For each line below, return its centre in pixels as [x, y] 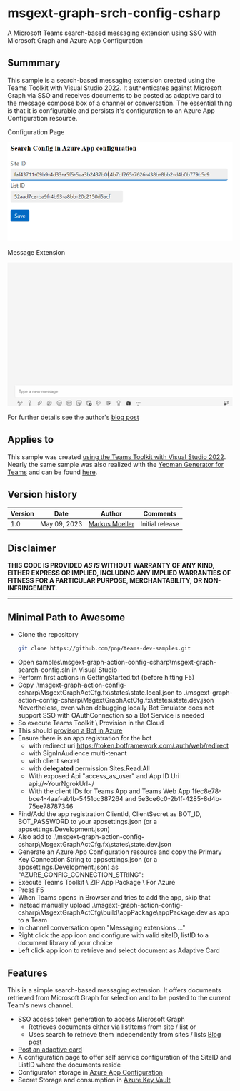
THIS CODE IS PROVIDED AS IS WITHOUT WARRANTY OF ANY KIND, [111, 565]
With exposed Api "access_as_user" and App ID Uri [104, 776]
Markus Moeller [111, 524]
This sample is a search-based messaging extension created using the [111, 80]
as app [220, 912]
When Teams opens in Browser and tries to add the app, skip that [114, 898]
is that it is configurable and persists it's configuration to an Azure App [111, 110]
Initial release [160, 524]
